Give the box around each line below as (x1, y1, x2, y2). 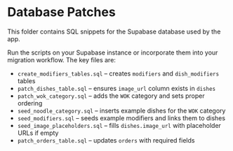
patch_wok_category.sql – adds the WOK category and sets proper (17, 92, 205, 100)
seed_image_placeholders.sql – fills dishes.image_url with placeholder (17, 121, 221, 129)
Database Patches (7, 4, 116, 20)
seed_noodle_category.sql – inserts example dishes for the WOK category (17, 106, 226, 115)
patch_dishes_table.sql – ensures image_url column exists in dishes (17, 84, 216, 92)
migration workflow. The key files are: (7, 55, 116, 64)
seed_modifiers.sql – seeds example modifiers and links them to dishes (17, 113, 226, 122)
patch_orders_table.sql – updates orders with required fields (17, 136, 195, 144)
